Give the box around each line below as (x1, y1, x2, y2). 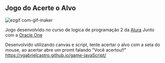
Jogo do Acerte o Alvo (5, 4, 76, 12)
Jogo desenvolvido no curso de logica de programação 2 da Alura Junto (5, 27, 154, 33)
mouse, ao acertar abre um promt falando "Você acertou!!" (5, 47, 126, 53)
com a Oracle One (5, 32, 42, 38)
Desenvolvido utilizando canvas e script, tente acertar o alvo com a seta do (5, 42, 160, 48)
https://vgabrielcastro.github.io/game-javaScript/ (5, 52, 106, 58)
